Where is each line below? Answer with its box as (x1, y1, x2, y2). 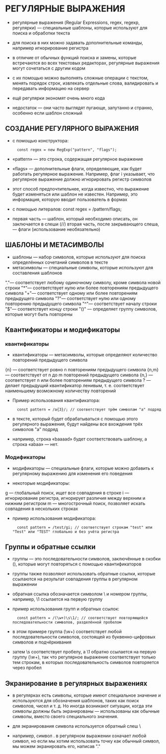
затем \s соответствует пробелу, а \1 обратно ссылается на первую (12, 649, 157, 655)
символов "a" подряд (12, 427, 58, 432)
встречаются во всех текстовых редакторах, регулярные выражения (12, 60, 160, 66)
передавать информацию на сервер (12, 85, 90, 91)
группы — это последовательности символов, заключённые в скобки (12, 556, 161, 562)
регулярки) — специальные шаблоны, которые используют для (12, 24, 148, 30)
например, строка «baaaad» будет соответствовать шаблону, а (12, 436, 147, 442)
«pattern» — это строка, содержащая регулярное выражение (12, 156, 143, 162)
